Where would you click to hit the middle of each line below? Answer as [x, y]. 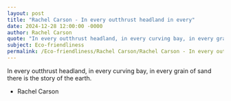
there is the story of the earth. [49, 78]
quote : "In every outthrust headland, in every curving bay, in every [110, 39]
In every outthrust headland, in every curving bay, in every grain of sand [109, 71]
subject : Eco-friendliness [46, 45]
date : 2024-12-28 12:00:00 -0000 [55, 26]
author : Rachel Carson [40, 32]
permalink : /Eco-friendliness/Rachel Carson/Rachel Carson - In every [110, 52]
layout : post [26, 13]
